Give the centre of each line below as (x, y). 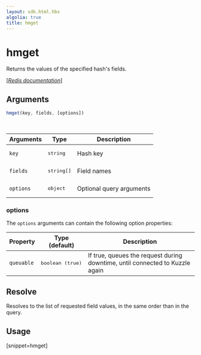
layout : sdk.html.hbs (33, 12)
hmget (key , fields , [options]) (45, 113)
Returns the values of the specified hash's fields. (66, 69)
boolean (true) (62, 263)
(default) (62, 246)
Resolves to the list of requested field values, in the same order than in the (98, 306)
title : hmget (22, 23)
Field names (94, 171)
